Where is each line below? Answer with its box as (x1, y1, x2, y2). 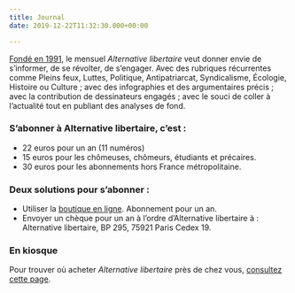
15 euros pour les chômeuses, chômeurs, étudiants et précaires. (21, 151, 257, 162)
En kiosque (9, 244, 58, 257)
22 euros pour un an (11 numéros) (21, 143, 145, 153)
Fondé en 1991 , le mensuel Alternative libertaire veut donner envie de (9, 53, 262, 64)
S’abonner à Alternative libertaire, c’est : (9, 122, 187, 135)
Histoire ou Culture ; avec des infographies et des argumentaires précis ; (9, 81, 275, 92)
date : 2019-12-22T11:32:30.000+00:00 (9, 21, 149, 30)
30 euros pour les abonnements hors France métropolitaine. (21, 161, 242, 172)
